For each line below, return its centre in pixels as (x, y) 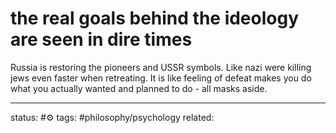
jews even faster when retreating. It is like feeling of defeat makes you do (161, 78)
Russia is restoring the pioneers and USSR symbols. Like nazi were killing (161, 67)
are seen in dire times (101, 39)
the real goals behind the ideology (155, 18)
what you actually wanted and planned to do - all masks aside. (139, 88)
